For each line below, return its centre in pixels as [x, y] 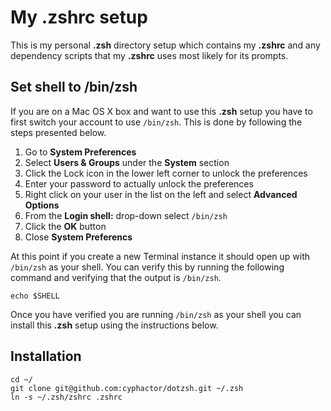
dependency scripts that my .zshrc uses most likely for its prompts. [149, 55]
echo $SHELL [35, 296]
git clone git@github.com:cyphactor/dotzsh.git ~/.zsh [127, 388]
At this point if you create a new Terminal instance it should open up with [160, 256]
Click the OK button [65, 226]
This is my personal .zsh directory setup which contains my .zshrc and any [165, 45]
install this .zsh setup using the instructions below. [114, 325]
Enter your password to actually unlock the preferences [139, 183]
